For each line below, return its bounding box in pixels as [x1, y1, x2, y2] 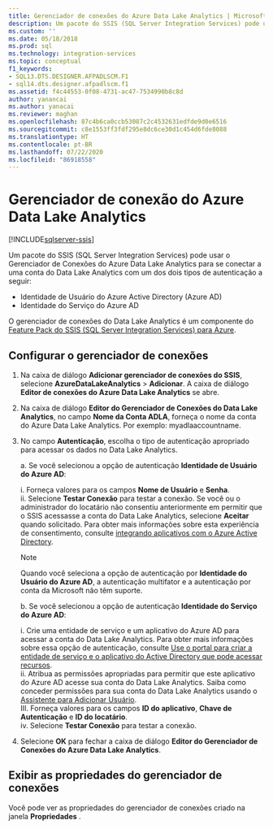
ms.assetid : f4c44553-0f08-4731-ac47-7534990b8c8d [8, 87, 184, 96]
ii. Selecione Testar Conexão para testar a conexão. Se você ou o [19, 493, 241, 503]
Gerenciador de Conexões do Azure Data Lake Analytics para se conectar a [8, 259, 262, 269]
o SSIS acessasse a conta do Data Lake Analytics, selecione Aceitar [19, 511, 249, 520]
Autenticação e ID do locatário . [19, 712, 128, 722]
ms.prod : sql [8, 42, 53, 50]
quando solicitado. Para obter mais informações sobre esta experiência [19, 519, 260, 529]
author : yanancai [8, 95, 67, 103]
